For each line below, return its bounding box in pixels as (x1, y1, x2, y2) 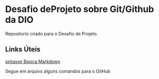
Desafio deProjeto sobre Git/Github (5, 3, 154, 15)
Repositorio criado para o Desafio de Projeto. (5, 30, 98, 36)
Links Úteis (5, 45, 41, 53)
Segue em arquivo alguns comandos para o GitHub (5, 68, 110, 74)
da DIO (5, 14, 34, 25)
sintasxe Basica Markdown (5, 58, 60, 64)
